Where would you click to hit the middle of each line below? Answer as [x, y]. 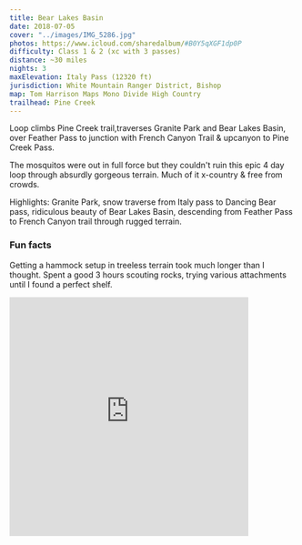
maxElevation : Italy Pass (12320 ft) [81, 77]
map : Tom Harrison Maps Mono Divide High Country [106, 94]
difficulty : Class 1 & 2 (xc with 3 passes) [95, 52]
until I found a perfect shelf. [61, 284]
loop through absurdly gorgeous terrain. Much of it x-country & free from [146, 175]
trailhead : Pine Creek [52, 102]
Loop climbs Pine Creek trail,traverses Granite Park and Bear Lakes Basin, [148, 128]
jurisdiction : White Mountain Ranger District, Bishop [116, 86]
